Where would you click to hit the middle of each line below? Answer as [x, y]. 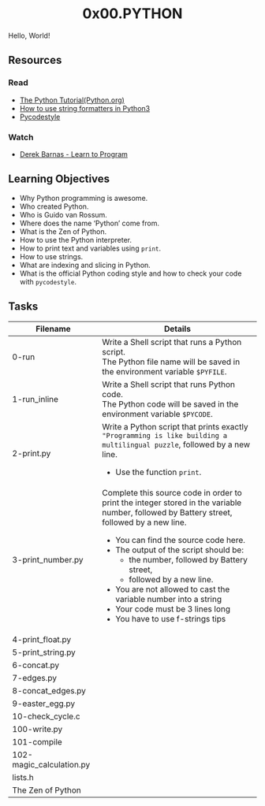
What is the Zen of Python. [63, 231]
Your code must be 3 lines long [173, 609]
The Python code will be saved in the [170, 404]
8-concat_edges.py [49, 690]
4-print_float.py [42, 639]
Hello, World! [29, 35]
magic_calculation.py [51, 764]
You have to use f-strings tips [171, 618]
